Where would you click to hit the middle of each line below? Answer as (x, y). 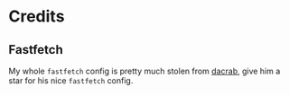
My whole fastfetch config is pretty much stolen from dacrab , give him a (144, 71)
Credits (37, 17)
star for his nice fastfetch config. (71, 81)
